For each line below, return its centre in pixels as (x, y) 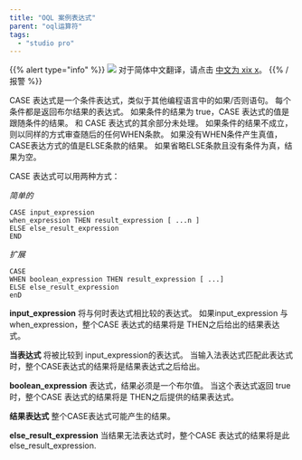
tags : (19, 34)
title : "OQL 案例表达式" (53, 18)
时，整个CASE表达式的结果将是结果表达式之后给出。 (107, 367)
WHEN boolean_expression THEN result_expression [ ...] (117, 280)
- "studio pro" (46, 43)
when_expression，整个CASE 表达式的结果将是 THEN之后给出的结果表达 (145, 325)
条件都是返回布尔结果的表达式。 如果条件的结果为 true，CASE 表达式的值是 (150, 112)
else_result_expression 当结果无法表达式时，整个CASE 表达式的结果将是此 (150, 436)
